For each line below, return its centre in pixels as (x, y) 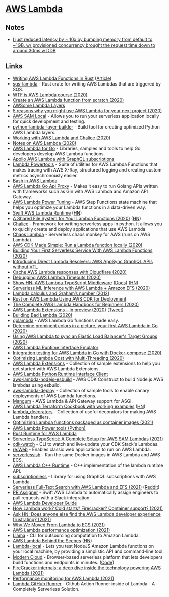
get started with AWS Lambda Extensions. (56, 369)
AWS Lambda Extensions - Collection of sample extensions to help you (86, 363)
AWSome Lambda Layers (39, 105)
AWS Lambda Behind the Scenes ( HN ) (52, 541)
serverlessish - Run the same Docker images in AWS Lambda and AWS (86, 455)
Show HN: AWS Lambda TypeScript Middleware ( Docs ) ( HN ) (75, 283)
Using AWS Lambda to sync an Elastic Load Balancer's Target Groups (85, 336)
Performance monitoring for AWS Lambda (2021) (63, 578)
